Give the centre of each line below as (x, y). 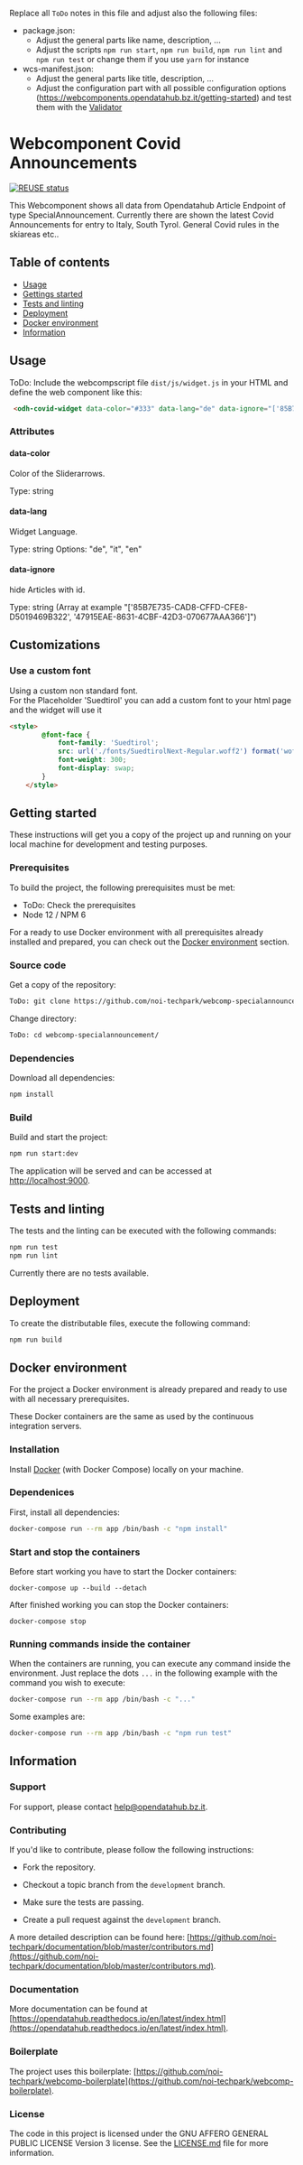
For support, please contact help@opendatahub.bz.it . (109, 1807)
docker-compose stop (48, 1621)
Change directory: (43, 1018)
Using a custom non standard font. (73, 691)
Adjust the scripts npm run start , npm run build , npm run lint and (159, 50)
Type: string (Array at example (66, 607)
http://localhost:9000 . (50, 1181)
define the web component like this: (76, 392)
